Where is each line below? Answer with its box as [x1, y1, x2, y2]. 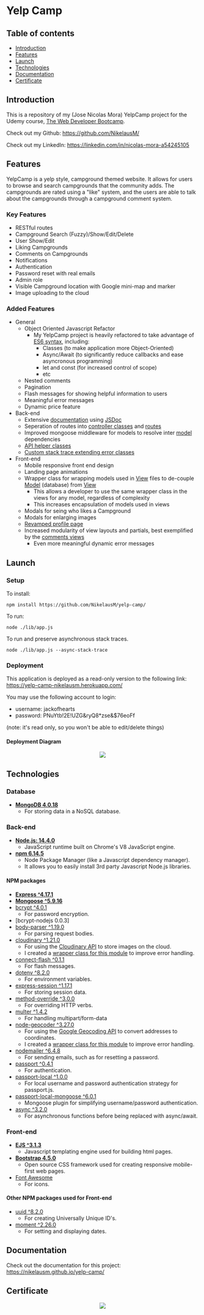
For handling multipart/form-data [24, 1014, 107, 1021]
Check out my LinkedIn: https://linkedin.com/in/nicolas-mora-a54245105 [6, 141, 189, 148]
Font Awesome [15, 1173, 53, 1181]
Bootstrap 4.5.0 [15, 1154, 56, 1162]
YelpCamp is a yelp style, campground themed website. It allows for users [6, 175, 193, 183]
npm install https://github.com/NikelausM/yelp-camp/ [6, 601, 147, 608]
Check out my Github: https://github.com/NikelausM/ [6, 129, 139, 137]
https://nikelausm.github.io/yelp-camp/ [6, 1268, 105, 1275]
